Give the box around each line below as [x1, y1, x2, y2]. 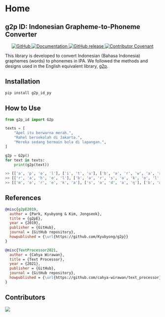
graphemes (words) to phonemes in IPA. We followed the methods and [5, 58, 148, 64]
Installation [5, 77, 40, 86]
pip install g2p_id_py [5, 90, 52, 95]
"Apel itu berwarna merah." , [14, 131, 74, 136]
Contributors [5, 293, 46, 302]
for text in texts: [5, 158, 45, 163]
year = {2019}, [9, 221, 41, 226]
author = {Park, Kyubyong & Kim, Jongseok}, [9, 211, 102, 216]
